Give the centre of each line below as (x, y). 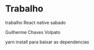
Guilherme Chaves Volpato (33, 32)
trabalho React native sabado (36, 22)
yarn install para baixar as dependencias (47, 42)
